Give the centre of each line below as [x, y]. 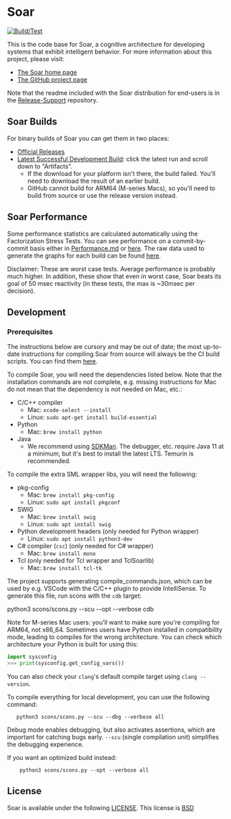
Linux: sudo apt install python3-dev [80, 539]
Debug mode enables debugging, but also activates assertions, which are [111, 730]
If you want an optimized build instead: [62, 758]
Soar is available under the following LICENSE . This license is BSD [101, 807]
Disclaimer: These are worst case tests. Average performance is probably [111, 269]
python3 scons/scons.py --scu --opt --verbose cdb [81, 609]
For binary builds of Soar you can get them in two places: [88, 138]
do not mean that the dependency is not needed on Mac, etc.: [95, 390]
